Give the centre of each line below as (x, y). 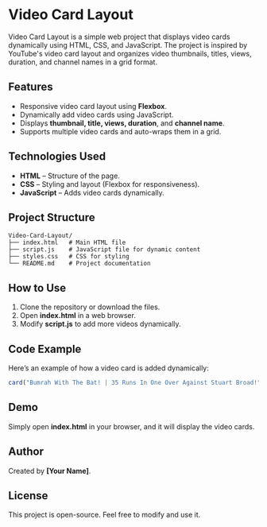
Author (26, 452)
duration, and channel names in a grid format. (83, 62)
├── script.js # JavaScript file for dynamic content (104, 250)
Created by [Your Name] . (50, 471)
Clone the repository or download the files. (90, 307)
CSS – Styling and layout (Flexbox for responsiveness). (110, 184)
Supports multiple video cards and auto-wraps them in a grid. (120, 131)
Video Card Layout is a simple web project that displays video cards (119, 37)
